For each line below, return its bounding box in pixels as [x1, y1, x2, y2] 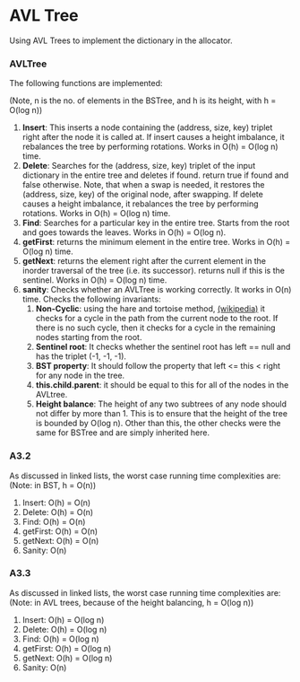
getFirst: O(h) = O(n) [21, 526, 99, 537]
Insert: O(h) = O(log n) [21, 614, 105, 625]
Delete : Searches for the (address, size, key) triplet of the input [21, 161, 256, 171]
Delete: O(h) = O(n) [21, 506, 94, 517]
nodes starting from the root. [35, 332, 142, 343]
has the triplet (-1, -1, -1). [35, 351, 127, 362]
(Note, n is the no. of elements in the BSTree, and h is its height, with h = [9, 95, 277, 106]
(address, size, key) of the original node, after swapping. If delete [21, 189, 264, 200]
